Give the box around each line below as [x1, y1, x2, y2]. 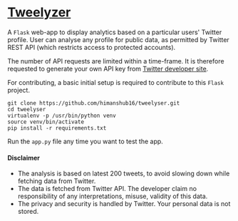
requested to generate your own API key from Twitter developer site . [7, 64, 209, 73]
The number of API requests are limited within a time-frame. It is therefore [7, 56, 224, 65]
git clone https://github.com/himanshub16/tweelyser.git [7, 99, 180, 107]
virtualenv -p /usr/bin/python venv [7, 112, 116, 119]
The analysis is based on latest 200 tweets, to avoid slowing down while [17, 169, 230, 178]
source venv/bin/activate [7, 118, 84, 125]
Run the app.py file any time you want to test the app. [7, 137, 164, 145]
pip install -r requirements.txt [7, 124, 107, 132]
